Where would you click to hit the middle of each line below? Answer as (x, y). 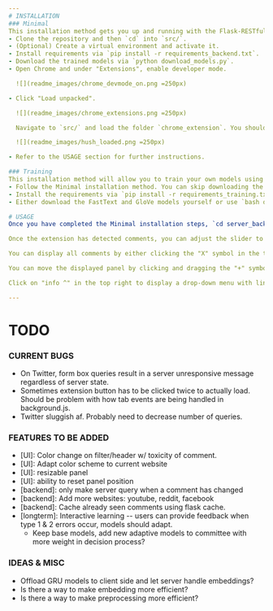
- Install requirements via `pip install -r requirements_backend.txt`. (134, 54)
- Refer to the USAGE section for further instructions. (107, 157)
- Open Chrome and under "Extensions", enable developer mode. (118, 69)
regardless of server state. (65, 382)
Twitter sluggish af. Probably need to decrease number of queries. (131, 417)
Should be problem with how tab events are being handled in (122, 399)
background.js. (45, 408)
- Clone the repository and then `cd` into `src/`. (97, 39)
